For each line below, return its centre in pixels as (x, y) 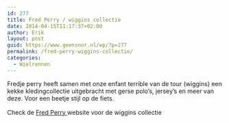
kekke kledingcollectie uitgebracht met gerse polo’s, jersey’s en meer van (111, 91)
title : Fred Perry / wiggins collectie (64, 20)
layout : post (26, 39)
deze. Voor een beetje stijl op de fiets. (61, 98)
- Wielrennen (32, 64)
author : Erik (26, 32)
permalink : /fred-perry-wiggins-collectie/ (70, 52)
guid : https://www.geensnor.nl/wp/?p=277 (67, 45)
